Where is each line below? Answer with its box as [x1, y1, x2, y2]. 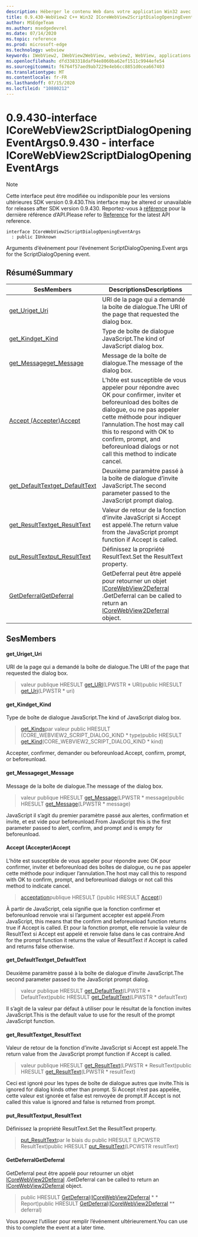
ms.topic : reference [6, 36, 57, 42]
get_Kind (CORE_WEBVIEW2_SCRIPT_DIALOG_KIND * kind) [20, 738, 164, 745]
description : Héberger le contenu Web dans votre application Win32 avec [6, 8, 192, 15]
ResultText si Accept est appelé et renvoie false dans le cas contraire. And [6, 930, 185, 937]
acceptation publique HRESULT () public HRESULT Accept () [20, 894, 163, 901]
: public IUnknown [11, 234, 57, 240]
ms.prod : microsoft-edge [6, 42, 67, 48]
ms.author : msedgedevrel [6, 25, 67, 31]
